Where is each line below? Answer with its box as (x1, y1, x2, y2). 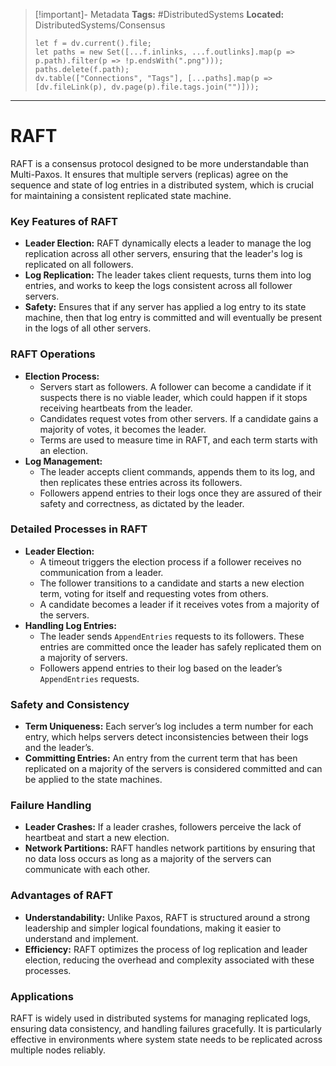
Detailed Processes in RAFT (10, 522, 148, 536)
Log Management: (24, 455, 103, 467)
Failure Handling (10, 799, 92, 813)
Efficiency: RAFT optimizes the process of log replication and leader (24, 943, 308, 955)
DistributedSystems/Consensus (34, 19, 166, 31)
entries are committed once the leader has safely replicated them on (39, 640, 322, 653)
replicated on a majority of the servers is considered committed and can (24, 763, 323, 775)
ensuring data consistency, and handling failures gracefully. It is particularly (10, 1023, 322, 1035)
